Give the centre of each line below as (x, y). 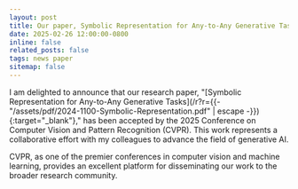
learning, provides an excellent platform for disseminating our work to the (143, 166)
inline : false (35, 42)
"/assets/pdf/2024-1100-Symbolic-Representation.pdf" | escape (127, 111)
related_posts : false (49, 51)
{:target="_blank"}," (45, 120)
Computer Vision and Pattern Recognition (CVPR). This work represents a (143, 130)
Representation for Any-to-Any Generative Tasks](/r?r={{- (115, 101)
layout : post (33, 17)
